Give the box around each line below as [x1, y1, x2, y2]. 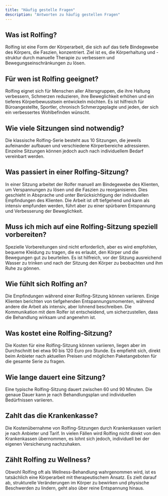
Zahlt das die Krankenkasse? [5, 411, 98, 420]
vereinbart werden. [5, 153, 45, 159]
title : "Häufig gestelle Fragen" [5, 7, 75, 13]
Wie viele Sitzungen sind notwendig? [5, 124, 124, 132]
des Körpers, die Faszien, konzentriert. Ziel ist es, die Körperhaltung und [5, 49, 155, 55]
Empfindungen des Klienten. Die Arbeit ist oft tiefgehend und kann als [5, 197, 150, 203]
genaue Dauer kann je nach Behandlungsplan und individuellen [5, 392, 136, 397]
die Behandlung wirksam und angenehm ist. [5, 314, 97, 320]
